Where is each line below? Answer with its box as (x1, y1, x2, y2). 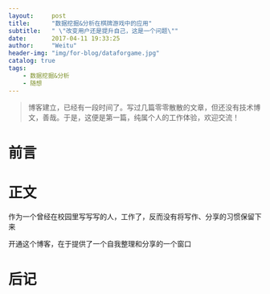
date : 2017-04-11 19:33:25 (8, 34, 121, 43)
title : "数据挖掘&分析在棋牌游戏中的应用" (8, 19, 153, 27)
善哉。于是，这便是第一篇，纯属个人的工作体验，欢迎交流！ (42, 112, 239, 122)
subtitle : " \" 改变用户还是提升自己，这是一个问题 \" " (8, 27, 179, 35)
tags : (8, 64, 27, 72)
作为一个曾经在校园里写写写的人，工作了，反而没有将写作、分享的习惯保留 (8, 211, 255, 222)
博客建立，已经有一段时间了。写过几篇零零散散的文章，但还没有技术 (27, 102, 254, 112)
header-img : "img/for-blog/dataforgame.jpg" (8, 49, 160, 57)
